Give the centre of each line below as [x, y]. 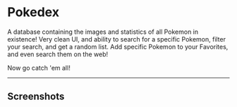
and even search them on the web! [58, 54]
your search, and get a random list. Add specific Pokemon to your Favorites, [118, 46]
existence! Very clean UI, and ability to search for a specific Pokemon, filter [116, 39]
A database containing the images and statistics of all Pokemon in [103, 32]
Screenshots [36, 97]
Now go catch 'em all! [39, 68]
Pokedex [34, 12]
